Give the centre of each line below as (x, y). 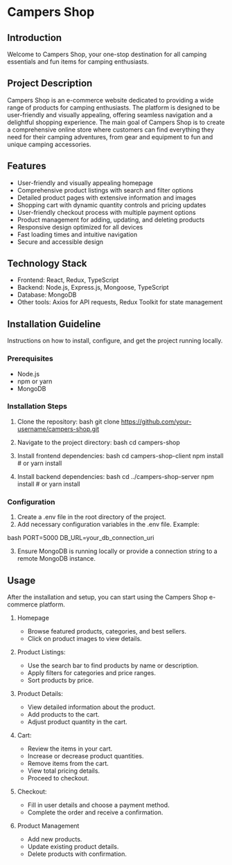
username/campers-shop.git (58, 429)
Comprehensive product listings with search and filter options (105, 190)
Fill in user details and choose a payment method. (98, 805)
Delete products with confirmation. (77, 854)
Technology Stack (47, 264)
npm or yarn (35, 381)
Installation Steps (37, 406)
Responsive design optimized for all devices (80, 227)
